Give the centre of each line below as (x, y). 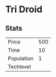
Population (21, 58)
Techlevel (19, 67)
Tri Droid (24, 9)
